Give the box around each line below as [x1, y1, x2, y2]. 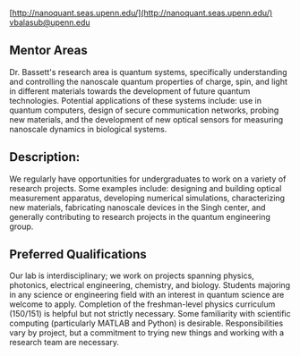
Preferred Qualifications [9, 247, 148, 262]
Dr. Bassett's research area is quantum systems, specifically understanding [9, 66, 288, 77]
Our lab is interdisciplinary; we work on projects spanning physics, [9, 270, 255, 281]
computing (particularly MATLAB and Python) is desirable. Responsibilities [9, 318, 284, 329]
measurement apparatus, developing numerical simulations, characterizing [9, 192, 285, 203]
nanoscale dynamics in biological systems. [9, 123, 167, 134]
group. [9, 221, 34, 232]
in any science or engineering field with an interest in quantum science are [9, 290, 285, 301]
